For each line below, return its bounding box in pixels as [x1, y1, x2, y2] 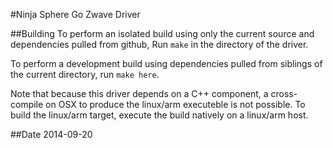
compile [10, 99, 44, 110]
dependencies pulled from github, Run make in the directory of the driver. [10, 39, 309, 50]
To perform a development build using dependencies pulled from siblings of [10, 58, 323, 69]
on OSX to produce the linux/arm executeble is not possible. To [45, 99, 306, 110]
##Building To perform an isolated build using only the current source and [10, 28, 315, 39]
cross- [270, 88, 298, 99]
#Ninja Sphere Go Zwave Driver [10, 9, 141, 20]
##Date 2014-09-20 [10, 129, 93, 140]
